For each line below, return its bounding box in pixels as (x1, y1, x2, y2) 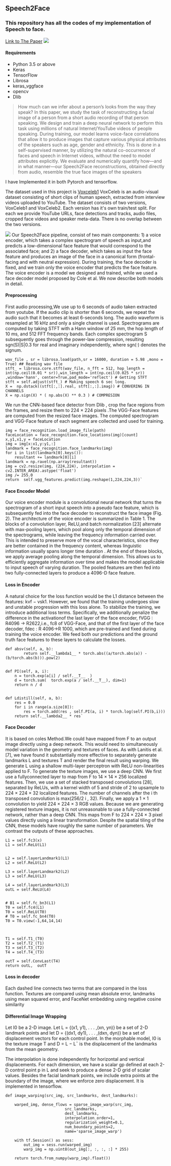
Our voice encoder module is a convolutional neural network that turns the (5, 499, 162, 506)
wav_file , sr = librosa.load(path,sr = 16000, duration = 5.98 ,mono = (5, 357, 163, 362)
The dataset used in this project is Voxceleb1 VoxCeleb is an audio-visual (5, 189, 159, 195)
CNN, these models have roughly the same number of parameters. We (5, 822, 153, 829)
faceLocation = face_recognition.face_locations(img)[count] (5, 432, 138, 438)
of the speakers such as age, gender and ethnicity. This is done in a (17, 142, 161, 148)
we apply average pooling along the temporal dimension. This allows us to (5, 554, 161, 560)
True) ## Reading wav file (5, 361, 63, 367)
